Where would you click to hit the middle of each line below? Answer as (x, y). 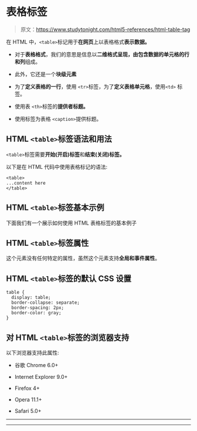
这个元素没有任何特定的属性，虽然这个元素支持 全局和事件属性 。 (83, 258)
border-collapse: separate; (46, 303)
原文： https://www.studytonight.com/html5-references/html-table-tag (105, 29)
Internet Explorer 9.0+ (41, 377)
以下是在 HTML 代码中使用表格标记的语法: (57, 167)
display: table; (31, 298)
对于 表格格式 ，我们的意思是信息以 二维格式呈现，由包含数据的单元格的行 (102, 54)
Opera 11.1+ (28, 400)
